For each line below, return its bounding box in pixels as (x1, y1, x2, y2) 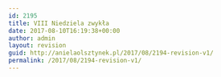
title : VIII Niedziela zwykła (8, 19, 110, 27)
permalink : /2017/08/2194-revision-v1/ (8, 57, 142, 65)
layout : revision (8, 42, 67, 50)
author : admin (8, 34, 56, 43)
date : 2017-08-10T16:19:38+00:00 (8, 26, 121, 34)
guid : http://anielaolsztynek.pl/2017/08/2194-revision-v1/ (8, 49, 215, 57)
